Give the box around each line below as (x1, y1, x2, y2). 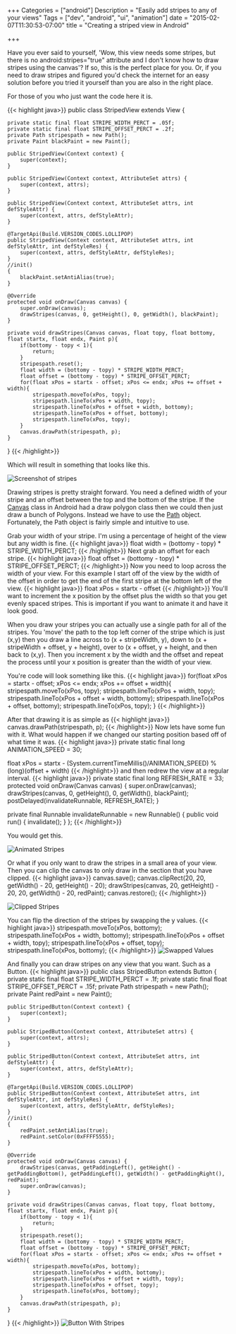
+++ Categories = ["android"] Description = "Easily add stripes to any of (7, 6, 217, 14)
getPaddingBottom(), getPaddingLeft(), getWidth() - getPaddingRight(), (7, 1170, 225, 1177)
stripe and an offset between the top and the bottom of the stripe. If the (7, 496, 215, 504)
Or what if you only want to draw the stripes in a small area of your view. (7, 859, 217, 867)
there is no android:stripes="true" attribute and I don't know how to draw (7, 56, 219, 64)
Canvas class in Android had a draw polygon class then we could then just (7, 503, 223, 511)
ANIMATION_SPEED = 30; (7, 745, 82, 754)
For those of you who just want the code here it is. (7, 92, 153, 100)
